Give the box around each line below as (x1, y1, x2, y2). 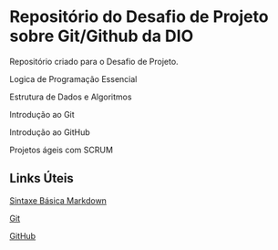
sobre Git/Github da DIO (9, 26, 194, 47)
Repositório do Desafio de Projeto (9, 6, 269, 27)
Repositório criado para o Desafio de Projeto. (9, 56, 180, 67)
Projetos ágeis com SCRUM (9, 144, 114, 155)
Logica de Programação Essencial (9, 73, 138, 84)
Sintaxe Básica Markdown (9, 194, 108, 206)
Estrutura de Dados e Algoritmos (9, 91, 132, 102)
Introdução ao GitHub (9, 126, 91, 138)
